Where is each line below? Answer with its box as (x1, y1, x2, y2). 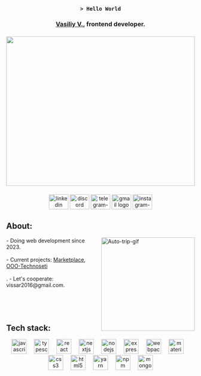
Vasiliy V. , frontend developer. (56, 20, 145, 28)
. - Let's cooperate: (6, 275, 54, 282)
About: (6, 221, 33, 231)
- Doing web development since (6, 237, 85, 244)
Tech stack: (6, 323, 51, 333)
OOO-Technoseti (6, 262, 48, 270)
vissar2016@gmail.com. (6, 281, 65, 289)
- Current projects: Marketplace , (6, 256, 86, 263)
